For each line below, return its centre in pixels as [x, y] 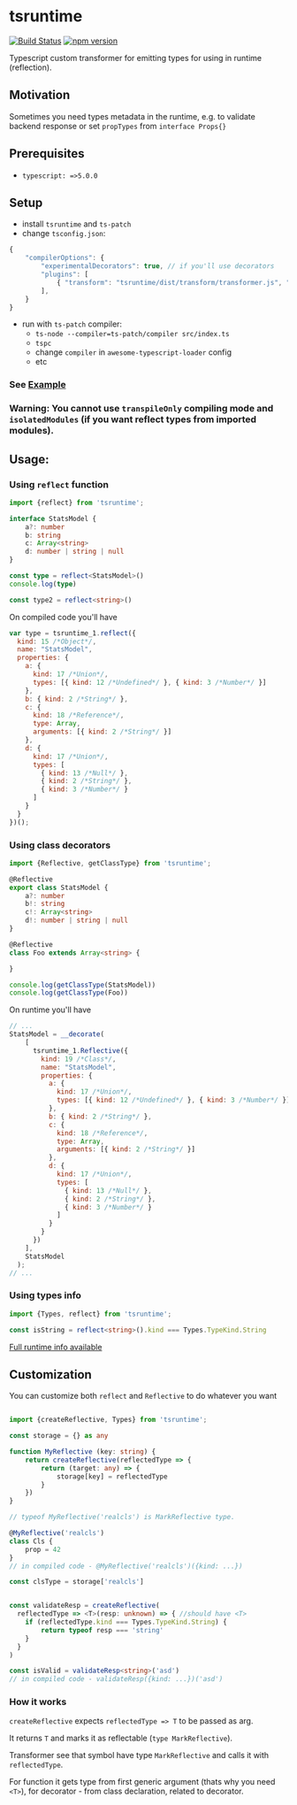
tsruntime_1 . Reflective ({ [80, 1050]
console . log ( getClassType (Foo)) [69, 993]
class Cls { [31, 1541]
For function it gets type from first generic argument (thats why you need [142, 1782]
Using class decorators [60, 845]
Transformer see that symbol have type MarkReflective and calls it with [139, 1755]
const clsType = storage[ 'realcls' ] [76, 1582]
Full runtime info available [56, 1347]
